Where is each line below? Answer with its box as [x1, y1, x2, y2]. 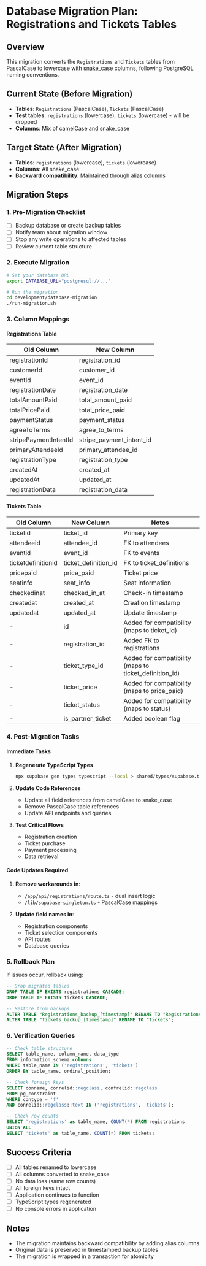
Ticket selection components [24, 929, 98, 936]
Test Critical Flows [15, 821, 64, 829]
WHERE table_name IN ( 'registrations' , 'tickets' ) [6, 1062, 139, 1068]
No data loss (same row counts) [15, 1177, 96, 1184]
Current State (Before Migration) [6, 89, 133, 99]
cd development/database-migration [6, 294, 97, 301]
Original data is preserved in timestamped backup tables [15, 1246, 158, 1253]
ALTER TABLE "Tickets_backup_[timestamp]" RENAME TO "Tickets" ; [6, 1017, 174, 1023]
